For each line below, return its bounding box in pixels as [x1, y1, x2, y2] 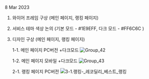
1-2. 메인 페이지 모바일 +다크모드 [12, 58, 78, 64]
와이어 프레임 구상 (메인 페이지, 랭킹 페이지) [12, 15, 99, 21]
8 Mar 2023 [5, 5, 30, 10]
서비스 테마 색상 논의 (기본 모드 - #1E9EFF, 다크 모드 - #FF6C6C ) [12, 25, 144, 31]
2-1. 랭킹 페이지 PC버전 [12, 68, 59, 74]
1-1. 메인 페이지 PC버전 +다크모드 [12, 47, 79, 53]
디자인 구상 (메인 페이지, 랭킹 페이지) [12, 36, 85, 42]
